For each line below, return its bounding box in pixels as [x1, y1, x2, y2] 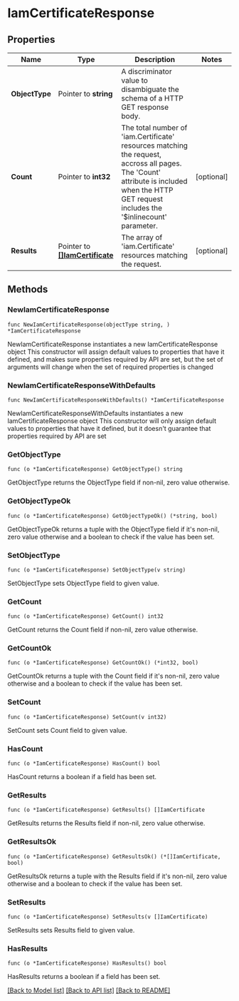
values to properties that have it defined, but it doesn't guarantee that [7, 424, 211, 432]
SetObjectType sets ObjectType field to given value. [7, 579, 160, 587]
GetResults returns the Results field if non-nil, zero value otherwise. [7, 819, 206, 828]
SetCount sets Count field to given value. [7, 726, 128, 734]
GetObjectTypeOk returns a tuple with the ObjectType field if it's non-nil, [7, 524, 220, 533]
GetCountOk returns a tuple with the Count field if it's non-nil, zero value [7, 672, 221, 681]
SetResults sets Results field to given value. [7, 925, 135, 934]
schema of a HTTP [121, 93, 184, 103]
